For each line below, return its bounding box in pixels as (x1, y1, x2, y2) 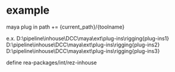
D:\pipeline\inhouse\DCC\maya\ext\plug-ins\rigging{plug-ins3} (6, 47, 160, 54)
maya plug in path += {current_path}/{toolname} (6, 23, 125, 30)
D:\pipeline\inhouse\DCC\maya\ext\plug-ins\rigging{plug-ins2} (6, 41, 160, 48)
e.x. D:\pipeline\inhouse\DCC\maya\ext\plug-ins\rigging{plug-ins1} (6, 35, 170, 42)
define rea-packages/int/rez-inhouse (6, 59, 97, 66)
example (6, 4, 50, 17)
